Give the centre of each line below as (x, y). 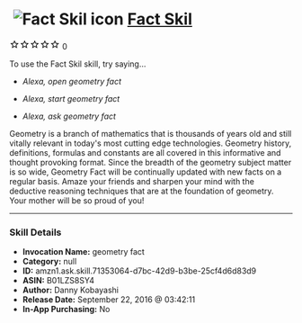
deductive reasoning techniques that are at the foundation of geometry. (142, 191)
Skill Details (36, 232)
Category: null (49, 262)
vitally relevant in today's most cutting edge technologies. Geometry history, (151, 143)
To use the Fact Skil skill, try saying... (78, 64)
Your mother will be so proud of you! (77, 200)
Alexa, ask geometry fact (69, 116)
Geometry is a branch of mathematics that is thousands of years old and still (151, 133)
